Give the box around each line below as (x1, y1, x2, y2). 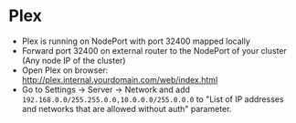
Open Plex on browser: (21, 65, 109, 76)
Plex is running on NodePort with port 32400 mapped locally (21, 36, 250, 46)
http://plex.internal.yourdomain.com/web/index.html (21, 74, 218, 85)
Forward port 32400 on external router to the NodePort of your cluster (21, 45, 287, 56)
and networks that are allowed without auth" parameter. (21, 103, 232, 114)
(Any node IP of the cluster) (21, 55, 126, 66)
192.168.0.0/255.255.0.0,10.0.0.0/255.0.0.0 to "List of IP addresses (21, 93, 284, 105)
